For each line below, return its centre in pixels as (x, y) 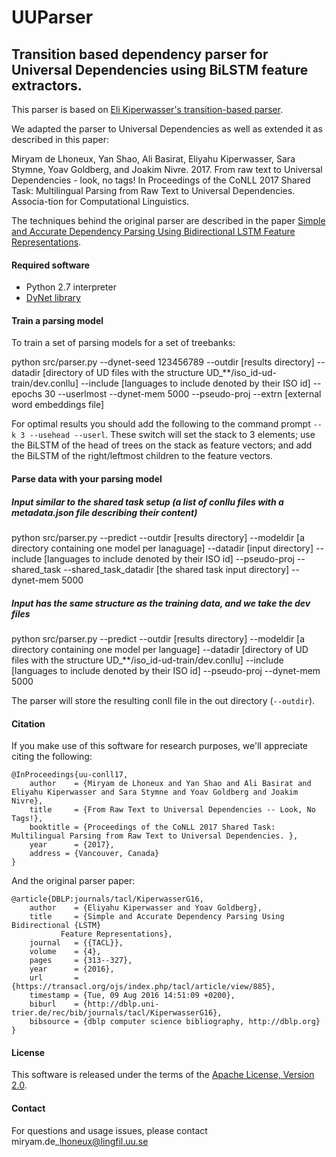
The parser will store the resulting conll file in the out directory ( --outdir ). (163, 700)
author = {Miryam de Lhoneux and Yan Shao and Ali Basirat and (170, 784)
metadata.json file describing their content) (104, 512)
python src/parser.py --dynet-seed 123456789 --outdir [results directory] (163, 362)
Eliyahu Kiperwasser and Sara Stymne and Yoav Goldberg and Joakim (155, 792)
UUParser (52, 17)
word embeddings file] (58, 405)
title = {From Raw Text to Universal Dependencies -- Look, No (172, 810)
